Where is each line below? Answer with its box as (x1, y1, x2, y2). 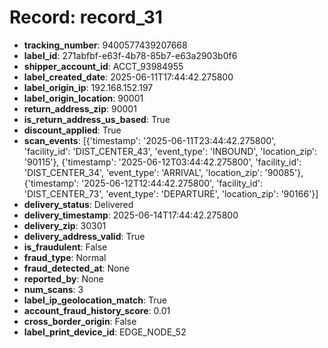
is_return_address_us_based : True (23, 113, 171, 125)
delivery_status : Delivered (23, 198, 134, 210)
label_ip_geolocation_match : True (23, 294, 167, 306)
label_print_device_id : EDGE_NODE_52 (23, 326, 187, 338)
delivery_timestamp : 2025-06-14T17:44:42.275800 (23, 209, 239, 221)
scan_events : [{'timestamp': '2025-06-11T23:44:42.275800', (23, 134, 277, 146)
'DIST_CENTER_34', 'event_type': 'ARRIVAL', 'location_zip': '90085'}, (23, 166, 304, 178)
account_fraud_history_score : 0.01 (23, 304, 171, 316)
